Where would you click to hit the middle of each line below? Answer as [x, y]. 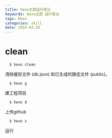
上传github [16, 112]
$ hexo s [18, 121]
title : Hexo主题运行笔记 [28, 9]
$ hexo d [18, 103]
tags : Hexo [16, 18]
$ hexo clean [23, 65]
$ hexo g [18, 84]
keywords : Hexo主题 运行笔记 [32, 14]
